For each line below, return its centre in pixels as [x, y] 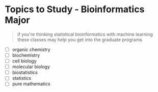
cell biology [24, 61]
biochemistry [26, 55]
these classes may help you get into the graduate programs [80, 40]
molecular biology [31, 67]
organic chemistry [31, 49]
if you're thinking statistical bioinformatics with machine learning [85, 34]
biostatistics [25, 73]
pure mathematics [31, 84]
